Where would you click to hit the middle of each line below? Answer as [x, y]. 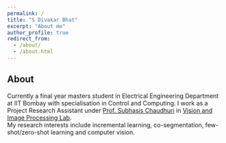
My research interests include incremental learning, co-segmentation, [105, 125]
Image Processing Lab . [39, 118]
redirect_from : [29, 39]
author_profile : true [38, 32]
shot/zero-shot [28, 132]
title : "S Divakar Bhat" [42, 20]
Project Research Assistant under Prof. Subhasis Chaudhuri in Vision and [110, 110]
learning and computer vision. [93, 132]
